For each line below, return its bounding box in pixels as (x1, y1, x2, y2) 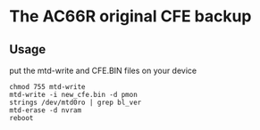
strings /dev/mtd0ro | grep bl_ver (9, 98, 142, 107)
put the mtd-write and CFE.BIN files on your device (9, 65, 197, 76)
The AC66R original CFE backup (9, 6, 252, 27)
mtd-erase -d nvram (9, 106, 82, 115)
